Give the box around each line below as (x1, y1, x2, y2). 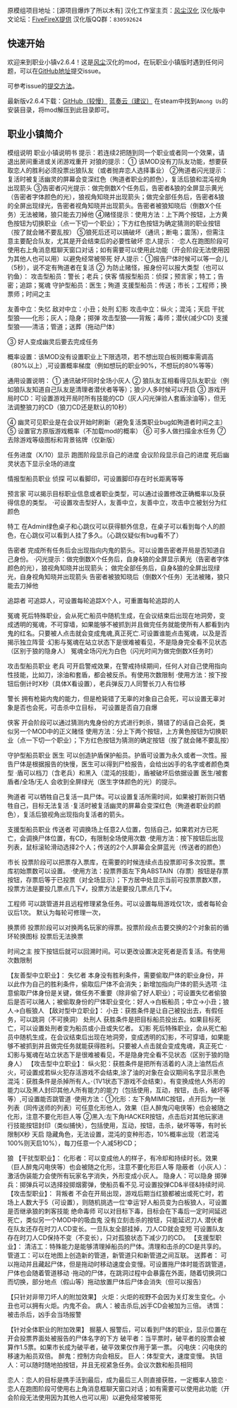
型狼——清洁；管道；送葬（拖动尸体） (7, 322, 119, 331)
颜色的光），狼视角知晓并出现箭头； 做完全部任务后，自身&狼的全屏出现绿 (7, 563, 220, 572)
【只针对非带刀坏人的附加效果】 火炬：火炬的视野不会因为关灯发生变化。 (7, 1292, 219, 1301)
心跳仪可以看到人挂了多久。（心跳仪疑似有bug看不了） (25, 531, 183, 539)
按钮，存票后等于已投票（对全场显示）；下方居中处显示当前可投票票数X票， (7, 875, 225, 884)
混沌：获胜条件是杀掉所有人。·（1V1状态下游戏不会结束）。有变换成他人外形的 (7, 1076, 226, 1085)
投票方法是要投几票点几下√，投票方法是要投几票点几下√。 (7, 884, 176, 893)
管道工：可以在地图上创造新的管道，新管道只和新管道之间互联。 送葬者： (7, 1250, 219, 1260)
